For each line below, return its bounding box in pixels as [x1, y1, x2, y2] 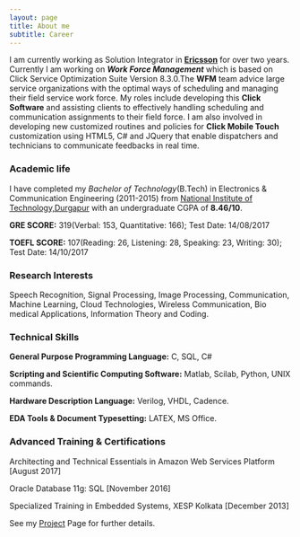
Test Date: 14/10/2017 [9, 246, 89, 257]
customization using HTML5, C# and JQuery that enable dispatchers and [9, 131, 279, 142]
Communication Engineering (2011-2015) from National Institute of [9, 192, 253, 203]
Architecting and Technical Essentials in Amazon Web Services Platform [9, 455, 275, 467]
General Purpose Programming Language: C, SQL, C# [9, 351, 212, 362]
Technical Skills [9, 330, 80, 343]
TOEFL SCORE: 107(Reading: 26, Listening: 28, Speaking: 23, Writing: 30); [9, 237, 282, 248]
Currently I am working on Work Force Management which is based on [9, 64, 273, 75]
